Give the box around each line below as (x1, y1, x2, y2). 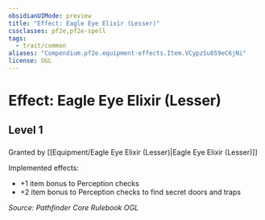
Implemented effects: (8, 163, 79, 173)
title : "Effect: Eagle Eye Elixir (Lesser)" (8, 19, 160, 27)
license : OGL (8, 57, 52, 65)
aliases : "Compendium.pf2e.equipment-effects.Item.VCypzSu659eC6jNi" (8, 49, 247, 57)
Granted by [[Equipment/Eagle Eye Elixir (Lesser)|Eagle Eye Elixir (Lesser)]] (8, 147, 258, 157)
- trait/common (15, 42, 67, 50)
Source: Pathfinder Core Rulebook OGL (8, 203, 139, 213)
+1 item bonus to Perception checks (19, 179, 139, 189)
